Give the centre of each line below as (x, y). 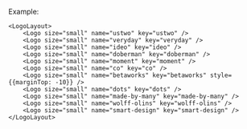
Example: (24, 12)
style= (220, 75)
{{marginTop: (30, 83)
